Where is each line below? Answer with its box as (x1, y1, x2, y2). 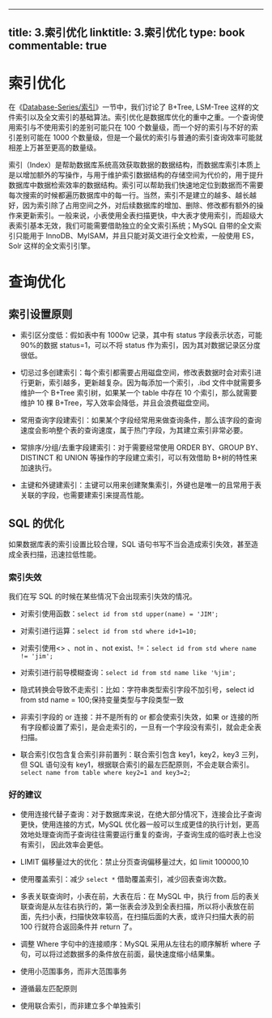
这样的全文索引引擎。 (23, 241, 95, 251)
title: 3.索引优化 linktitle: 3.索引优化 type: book (8, 26, 245, 40)
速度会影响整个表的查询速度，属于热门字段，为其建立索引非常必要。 (19, 426, 248, 435)
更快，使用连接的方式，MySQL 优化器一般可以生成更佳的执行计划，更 (19, 819, 253, 829)
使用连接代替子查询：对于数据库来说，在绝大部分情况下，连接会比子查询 (19, 809, 261, 819)
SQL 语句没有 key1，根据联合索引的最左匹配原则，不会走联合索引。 (29, 759, 254, 770)
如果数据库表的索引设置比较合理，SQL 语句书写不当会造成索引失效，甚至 (8, 540, 252, 550)
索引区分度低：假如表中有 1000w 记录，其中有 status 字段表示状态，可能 (19, 330, 263, 340)
